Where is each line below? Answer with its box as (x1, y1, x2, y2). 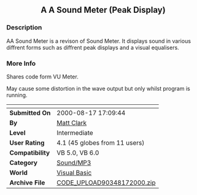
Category (9, 158, 38, 167)
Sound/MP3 (56, 158, 91, 167)
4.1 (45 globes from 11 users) (56, 138, 145, 147)
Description (6, 23, 42, 32)
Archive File (9, 178, 45, 186)
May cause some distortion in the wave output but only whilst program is (6, 85, 190, 92)
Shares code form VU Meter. (6, 73, 79, 80)
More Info (6, 59, 36, 67)
